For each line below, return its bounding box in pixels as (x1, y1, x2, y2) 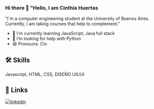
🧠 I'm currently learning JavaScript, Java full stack (12, 31, 115, 36)
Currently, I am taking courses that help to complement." (5, 21, 120, 27)
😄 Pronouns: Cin (12, 41, 47, 47)
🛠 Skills (5, 56, 31, 64)
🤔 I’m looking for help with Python (12, 36, 81, 41)
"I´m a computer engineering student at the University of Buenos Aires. (5, 16, 150, 22)
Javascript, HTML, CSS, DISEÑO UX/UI (5, 72, 85, 77)
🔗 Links (5, 86, 28, 94)
